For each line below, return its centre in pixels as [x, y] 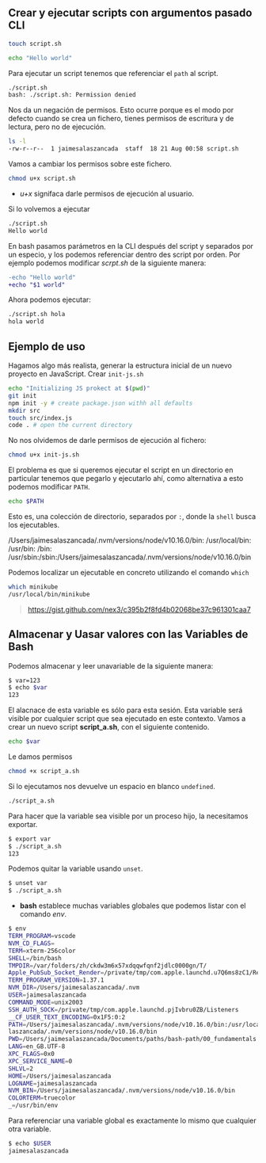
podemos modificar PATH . [49, 487]
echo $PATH [26, 501]
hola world [26, 322]
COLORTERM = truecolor [42, 1098]
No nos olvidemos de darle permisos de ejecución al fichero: [108, 440]
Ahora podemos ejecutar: [49, 299]
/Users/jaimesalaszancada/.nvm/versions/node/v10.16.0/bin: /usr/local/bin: [130, 540]
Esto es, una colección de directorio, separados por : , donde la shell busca [132, 517]
